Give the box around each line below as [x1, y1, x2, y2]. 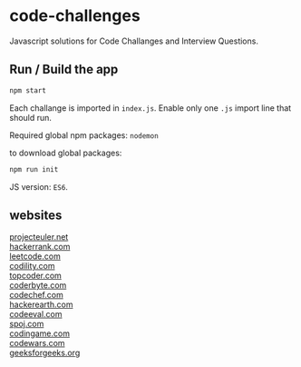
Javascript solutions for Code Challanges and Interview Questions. [9, 35, 258, 46]
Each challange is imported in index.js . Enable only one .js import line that [9, 102, 292, 114]
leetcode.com [9, 251, 61, 262]
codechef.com [9, 290, 63, 301]
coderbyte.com [9, 280, 67, 291]
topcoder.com [9, 270, 62, 282]
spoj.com [9, 319, 44, 330]
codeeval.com [9, 309, 63, 320]
